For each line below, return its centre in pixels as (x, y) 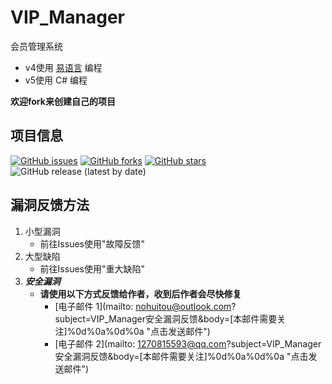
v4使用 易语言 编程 (63, 67)
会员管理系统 (36, 46)
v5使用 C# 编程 (56, 80)
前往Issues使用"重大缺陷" (92, 268)
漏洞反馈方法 (50, 205)
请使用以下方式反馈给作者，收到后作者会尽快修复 (140, 293)
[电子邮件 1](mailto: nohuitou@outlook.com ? (145, 306)
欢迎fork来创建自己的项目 (63, 101)
